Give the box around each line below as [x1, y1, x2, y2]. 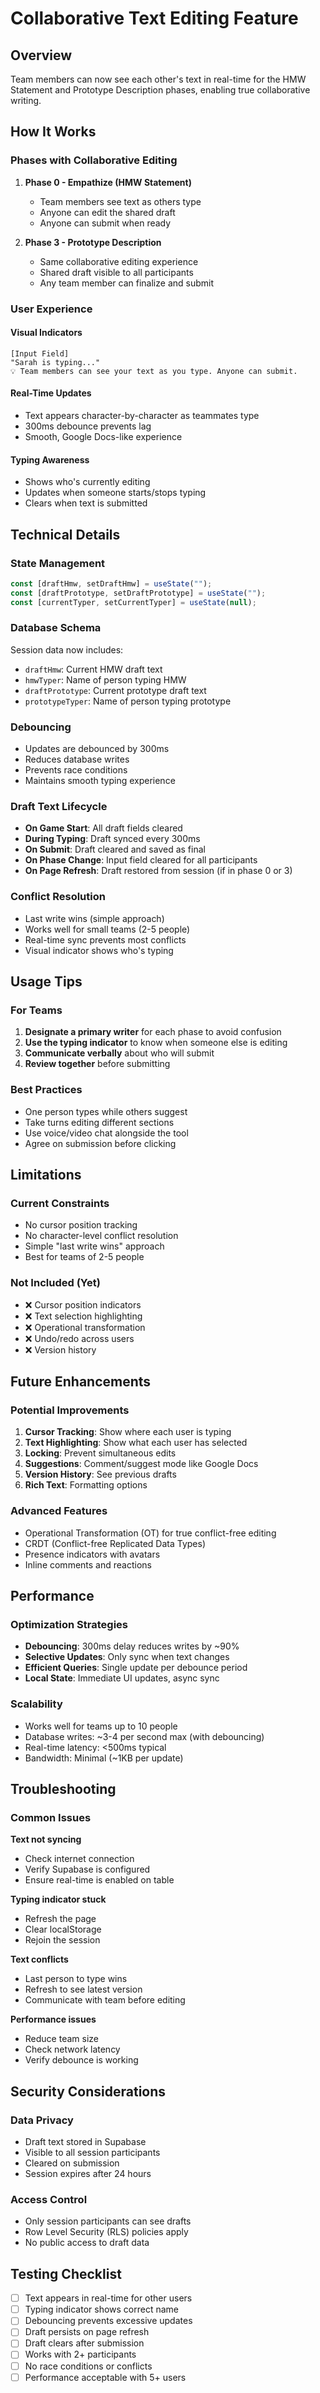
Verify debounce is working [24, 2054, 139, 2066]
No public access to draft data [24, 2237, 150, 2249]
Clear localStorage [24, 1923, 102, 1936]
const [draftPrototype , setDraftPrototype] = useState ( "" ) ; [10, 588, 267, 598]
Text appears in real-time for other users [24, 2292, 193, 2304]
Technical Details [10, 526, 121, 543]
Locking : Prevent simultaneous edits [24, 1447, 177, 1459]
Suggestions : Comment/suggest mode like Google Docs [24, 1458, 259, 1470]
